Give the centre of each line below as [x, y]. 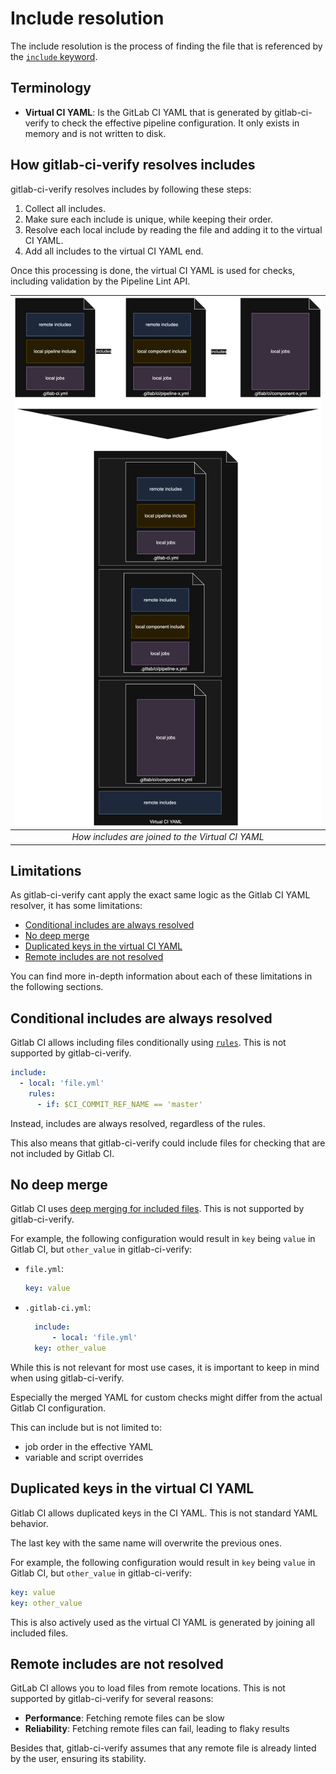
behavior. [29, 1523]
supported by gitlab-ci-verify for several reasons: [112, 1699]
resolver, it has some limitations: [76, 906]
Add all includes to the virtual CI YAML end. [114, 251]
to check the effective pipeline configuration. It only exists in [175, 123]
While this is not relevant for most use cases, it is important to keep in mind [165, 1367]
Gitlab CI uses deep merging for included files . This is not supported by [157, 1209]
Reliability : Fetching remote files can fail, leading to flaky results [157, 1729]
